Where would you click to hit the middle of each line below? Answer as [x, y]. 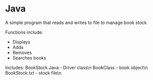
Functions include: [24, 32]
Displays [21, 42]
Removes [22, 52]
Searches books [29, 57]
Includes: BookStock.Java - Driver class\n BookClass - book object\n [76, 67]
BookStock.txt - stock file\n [33, 72]
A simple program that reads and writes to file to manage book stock [76, 22]
